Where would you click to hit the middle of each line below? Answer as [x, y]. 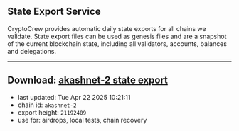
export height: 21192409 [52, 112]
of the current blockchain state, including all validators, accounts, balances [117, 44]
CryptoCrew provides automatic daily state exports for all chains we [107, 28]
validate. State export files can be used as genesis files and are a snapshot [117, 36]
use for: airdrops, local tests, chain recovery [82, 120]
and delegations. [32, 51]
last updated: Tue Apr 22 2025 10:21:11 [74, 97]
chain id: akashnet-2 [47, 105]
